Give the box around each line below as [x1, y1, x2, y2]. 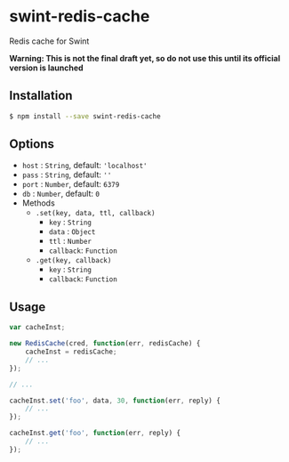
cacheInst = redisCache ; [25, 347, 117, 356]
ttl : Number [48, 236, 92, 247]
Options [9, 136, 55, 152]
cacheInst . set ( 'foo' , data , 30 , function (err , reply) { [9, 396, 221, 405]
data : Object [48, 226, 96, 237]
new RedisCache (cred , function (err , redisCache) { [9, 339, 201, 348]
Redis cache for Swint [9, 36, 90, 46]
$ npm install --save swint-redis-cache [9, 111, 162, 121]
